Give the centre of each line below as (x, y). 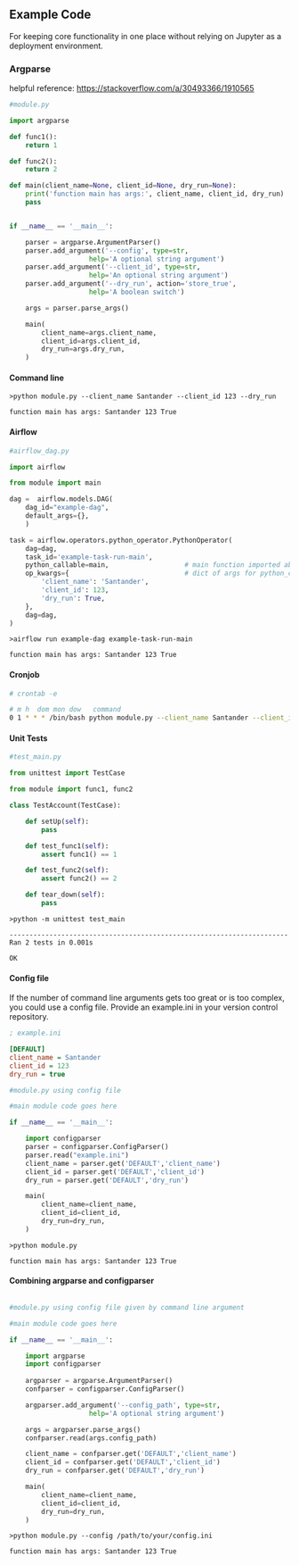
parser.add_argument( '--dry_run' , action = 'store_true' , (131, 284)
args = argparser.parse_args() (83, 1429)
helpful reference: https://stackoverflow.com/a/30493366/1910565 (132, 88)
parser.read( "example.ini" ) (77, 1155)
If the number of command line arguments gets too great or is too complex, (147, 998)
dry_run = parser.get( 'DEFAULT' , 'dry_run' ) (107, 1180)
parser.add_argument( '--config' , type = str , (107, 250)
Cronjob (24, 674)
